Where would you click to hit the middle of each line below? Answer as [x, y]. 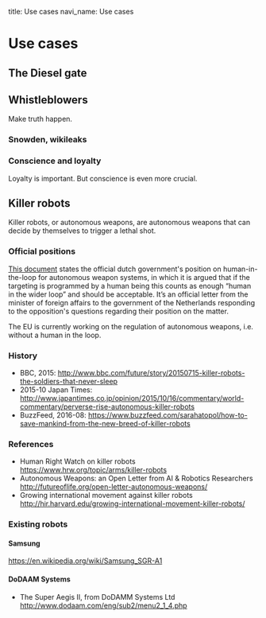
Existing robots [38, 524]
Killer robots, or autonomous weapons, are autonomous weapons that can [129, 223]
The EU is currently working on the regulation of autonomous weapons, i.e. [131, 326]
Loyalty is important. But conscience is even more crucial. [103, 178]
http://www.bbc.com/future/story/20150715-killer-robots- [151, 373]
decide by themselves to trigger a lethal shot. [82, 231]
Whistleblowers [48, 100]
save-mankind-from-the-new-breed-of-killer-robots [105, 424]
